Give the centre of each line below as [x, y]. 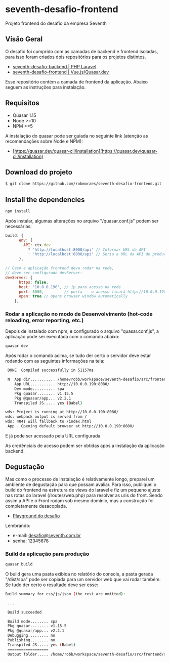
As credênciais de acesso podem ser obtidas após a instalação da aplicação [85, 446]
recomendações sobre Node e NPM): [44, 141]
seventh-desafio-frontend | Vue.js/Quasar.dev [61, 72]
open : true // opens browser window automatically [73, 296]
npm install [18, 211]
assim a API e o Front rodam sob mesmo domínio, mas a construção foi [79, 500]
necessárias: [18, 226]
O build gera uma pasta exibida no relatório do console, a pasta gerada [79, 574]
